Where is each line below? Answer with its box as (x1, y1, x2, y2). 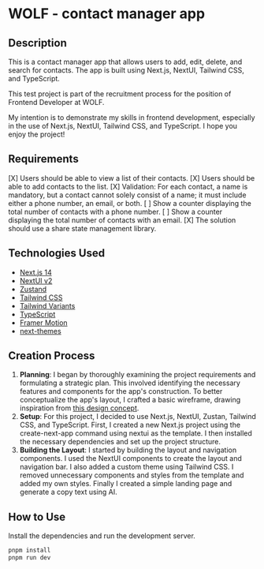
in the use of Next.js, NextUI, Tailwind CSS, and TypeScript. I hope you (8, 122, 238, 130)
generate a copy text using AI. (19, 487, 117, 497)
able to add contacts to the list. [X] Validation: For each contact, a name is (8, 182, 248, 191)
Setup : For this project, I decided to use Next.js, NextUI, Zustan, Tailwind (19, 412, 256, 421)
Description (8, 36, 67, 50)
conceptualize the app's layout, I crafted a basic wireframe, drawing (19, 395, 241, 405)
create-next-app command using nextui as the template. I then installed (19, 429, 252, 438)
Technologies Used (8, 246, 105, 260)
